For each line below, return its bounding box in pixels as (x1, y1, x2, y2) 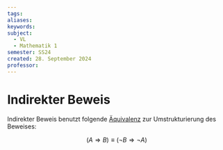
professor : (7, 62, 39, 69)
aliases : (7, 17, 33, 24)
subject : (7, 29, 33, 37)
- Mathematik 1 (13, 42, 58, 49)
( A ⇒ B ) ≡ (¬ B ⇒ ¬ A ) (86, 135, 147, 144)
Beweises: (7, 122, 37, 131)
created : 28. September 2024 (7, 56, 92, 62)
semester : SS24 (7, 49, 51, 56)
